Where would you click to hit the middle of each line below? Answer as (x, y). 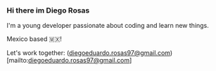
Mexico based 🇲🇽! (34, 39)
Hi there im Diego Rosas (48, 10)
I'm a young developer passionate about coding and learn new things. (108, 26)
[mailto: (18, 61)
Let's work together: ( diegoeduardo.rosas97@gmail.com (88, 53)
